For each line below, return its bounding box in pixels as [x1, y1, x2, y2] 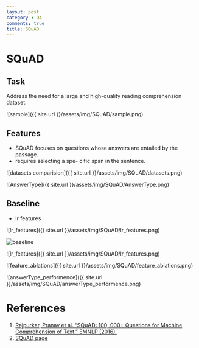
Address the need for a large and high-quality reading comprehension [6, 92, 182, 100]
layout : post [6, 9, 40, 15]
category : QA [6, 15, 43, 21]
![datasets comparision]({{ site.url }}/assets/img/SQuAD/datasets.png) [6, 169, 183, 176]
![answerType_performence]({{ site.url [6, 273, 103, 280]
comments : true [6, 20, 45, 26]
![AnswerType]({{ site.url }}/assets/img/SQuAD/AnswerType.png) [6, 181, 169, 189]
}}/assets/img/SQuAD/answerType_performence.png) [6, 280, 141, 287]
